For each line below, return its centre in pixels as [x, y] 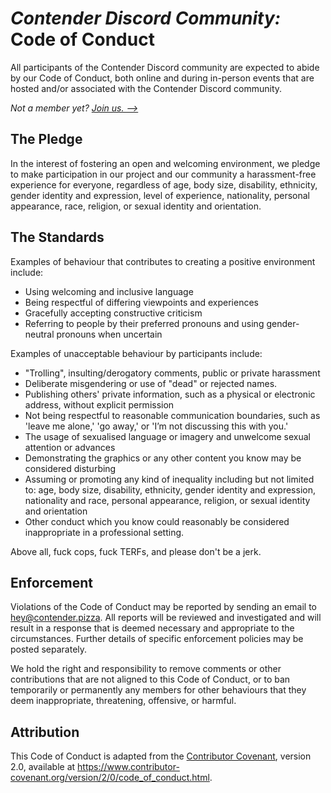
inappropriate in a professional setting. [104, 532]
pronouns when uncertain [109, 334]
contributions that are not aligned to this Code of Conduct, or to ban [150, 679]
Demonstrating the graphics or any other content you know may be [163, 458]
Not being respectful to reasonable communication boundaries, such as [172, 415]
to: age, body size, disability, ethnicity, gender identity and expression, [170, 489]
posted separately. [49, 649]
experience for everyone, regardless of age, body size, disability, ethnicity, [164, 184]
